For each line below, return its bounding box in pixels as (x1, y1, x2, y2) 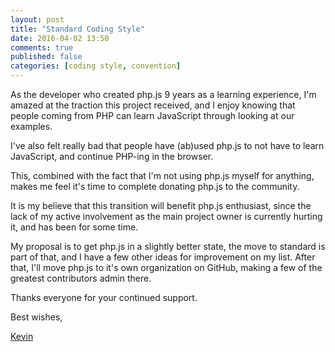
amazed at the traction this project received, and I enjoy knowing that (10, 99, 296, 111)
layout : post (10, 14, 65, 25)
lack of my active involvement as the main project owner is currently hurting (10, 211, 323, 222)
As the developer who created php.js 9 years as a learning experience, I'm (10, 89, 317, 100)
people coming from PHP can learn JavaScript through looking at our (10, 110, 295, 121)
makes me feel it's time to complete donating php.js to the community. (10, 181, 300, 192)
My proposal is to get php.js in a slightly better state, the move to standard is (10, 241, 326, 252)
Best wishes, (10, 311, 63, 323)
